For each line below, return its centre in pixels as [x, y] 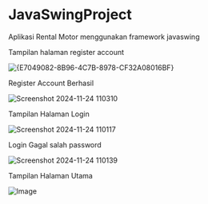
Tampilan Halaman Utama [51, 175]
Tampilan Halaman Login [49, 114]
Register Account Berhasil [51, 83]
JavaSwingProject [70, 15]
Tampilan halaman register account [66, 52]
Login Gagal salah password [55, 144]
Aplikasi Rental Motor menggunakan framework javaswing [104, 37]
